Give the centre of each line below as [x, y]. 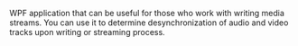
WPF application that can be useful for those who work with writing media [147, 13]
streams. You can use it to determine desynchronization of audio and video [149, 23]
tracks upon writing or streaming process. [87, 32]
